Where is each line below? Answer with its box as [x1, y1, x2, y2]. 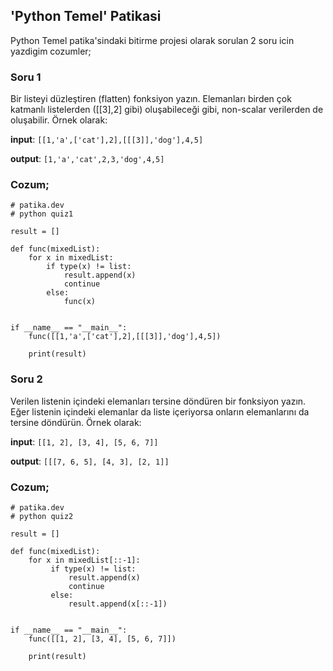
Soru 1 [10, 70, 42, 84]
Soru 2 [10, 372, 43, 386]
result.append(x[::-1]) [68, 599, 168, 609]
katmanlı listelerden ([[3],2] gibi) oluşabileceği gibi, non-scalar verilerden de [10, 104, 324, 116]
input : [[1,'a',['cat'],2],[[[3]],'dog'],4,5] [10, 134, 204, 146]
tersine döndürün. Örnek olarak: [10, 416, 142, 428]
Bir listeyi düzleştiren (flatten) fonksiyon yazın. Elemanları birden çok [10, 93, 292, 105]
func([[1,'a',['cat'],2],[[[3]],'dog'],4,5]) [28, 332, 222, 342]
